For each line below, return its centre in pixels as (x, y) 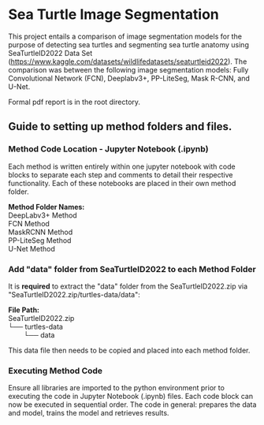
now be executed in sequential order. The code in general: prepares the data (132, 404)
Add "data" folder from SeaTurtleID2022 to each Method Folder (132, 269)
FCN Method (29, 223)
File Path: (24, 310)
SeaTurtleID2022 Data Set (50, 53)
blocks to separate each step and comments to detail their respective (121, 174)
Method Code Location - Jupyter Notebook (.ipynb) (108, 149)
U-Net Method (32, 248)
